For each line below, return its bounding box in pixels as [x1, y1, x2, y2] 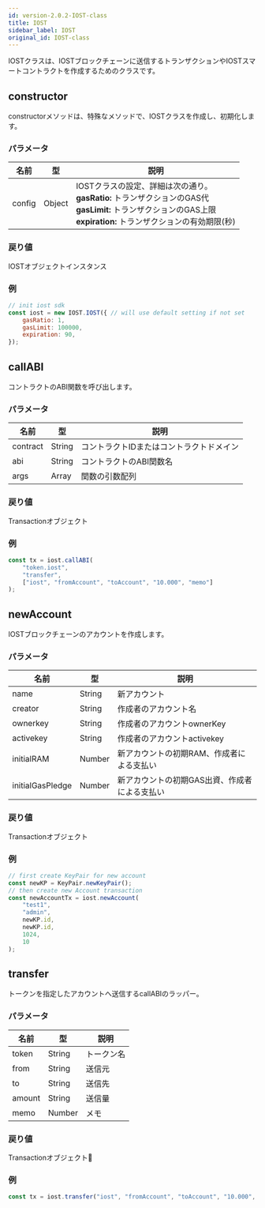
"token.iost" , [22, 563, 69, 571]
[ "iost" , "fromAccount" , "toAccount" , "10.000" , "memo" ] [22, 578, 214, 586]
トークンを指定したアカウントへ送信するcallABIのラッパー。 [8, 989, 203, 999]
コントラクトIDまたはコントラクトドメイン [80, 442, 239, 453]
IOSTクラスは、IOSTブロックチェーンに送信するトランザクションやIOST [8, 56, 243, 66]
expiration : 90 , [22, 331, 77, 339]
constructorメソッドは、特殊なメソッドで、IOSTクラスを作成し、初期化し [8, 111, 248, 121]
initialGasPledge [12, 780, 73, 791]
